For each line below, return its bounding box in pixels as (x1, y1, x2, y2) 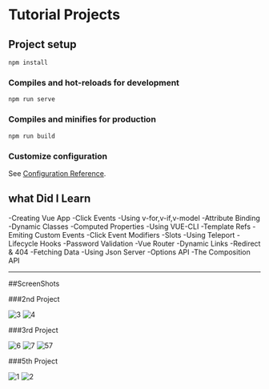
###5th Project (8, 356, 58, 366)
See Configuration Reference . (8, 168, 106, 178)
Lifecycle (8, 239, 38, 248)
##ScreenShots (8, 279, 60, 288)
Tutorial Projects (8, 6, 121, 24)
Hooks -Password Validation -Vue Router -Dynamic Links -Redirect (39, 239, 261, 248)
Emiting (8, 230, 34, 239)
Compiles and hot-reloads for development (8, 77, 180, 88)
